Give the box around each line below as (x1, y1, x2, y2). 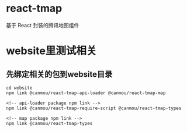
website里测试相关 (6, 44, 97, 58)
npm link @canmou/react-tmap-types (6, 120, 93, 126)
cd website (6, 85, 33, 91)
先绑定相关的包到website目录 (6, 69, 113, 79)
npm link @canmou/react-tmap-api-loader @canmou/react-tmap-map (6, 90, 166, 96)
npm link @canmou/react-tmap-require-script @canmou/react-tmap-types (6, 105, 182, 111)
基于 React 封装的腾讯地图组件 (6, 22, 79, 28)
